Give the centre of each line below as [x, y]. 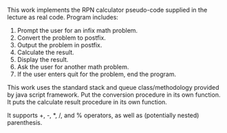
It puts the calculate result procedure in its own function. [87, 102]
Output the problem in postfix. [60, 45]
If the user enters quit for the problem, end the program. [97, 74]
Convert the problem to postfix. [62, 38]
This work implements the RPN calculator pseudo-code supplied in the [107, 10]
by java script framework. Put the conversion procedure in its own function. [114, 95]
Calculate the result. [45, 52]
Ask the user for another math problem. [73, 67]
